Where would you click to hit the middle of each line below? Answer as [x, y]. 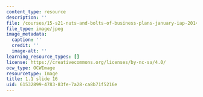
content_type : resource [36, 12]
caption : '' [27, 40]
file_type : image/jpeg [35, 29]
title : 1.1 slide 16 [32, 79]
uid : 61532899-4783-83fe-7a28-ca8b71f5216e [62, 85]
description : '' [27, 17]
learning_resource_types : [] [43, 57]
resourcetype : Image [32, 74]
